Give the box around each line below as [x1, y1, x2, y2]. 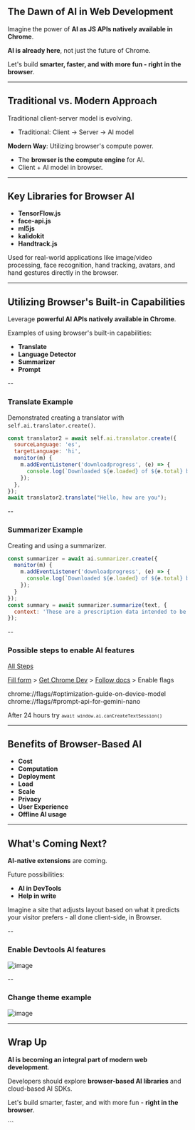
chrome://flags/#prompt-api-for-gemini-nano [7, 697, 141, 705]
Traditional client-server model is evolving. [7, 113, 133, 122]
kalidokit [18, 232, 45, 241]
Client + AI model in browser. [18, 163, 103, 171]
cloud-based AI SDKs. [7, 1084, 73, 1093]
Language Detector [18, 350, 77, 359]
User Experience [18, 802, 69, 811]
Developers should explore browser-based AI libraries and [7, 1076, 182, 1085]
